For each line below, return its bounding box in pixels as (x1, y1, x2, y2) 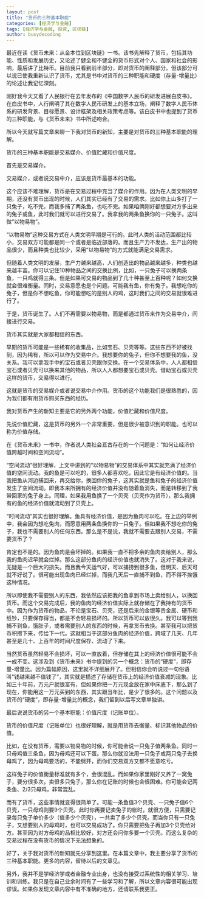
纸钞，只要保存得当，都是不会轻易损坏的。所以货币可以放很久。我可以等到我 (6, 614, 198, 622)
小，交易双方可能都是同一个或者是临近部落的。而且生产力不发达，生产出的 (6, 239, 192, 246)
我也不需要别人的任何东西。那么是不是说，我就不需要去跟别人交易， (16, 528, 187, 535)
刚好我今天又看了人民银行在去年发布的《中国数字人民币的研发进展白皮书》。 (6, 93, 195, 100)
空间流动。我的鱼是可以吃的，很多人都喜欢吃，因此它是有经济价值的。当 (16, 469, 198, 477)
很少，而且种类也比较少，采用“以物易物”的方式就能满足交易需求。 (11, 246, 176, 253)
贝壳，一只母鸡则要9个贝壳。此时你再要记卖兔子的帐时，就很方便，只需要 (6, 806, 191, 813)
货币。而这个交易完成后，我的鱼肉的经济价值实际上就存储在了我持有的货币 (6, 599, 192, 606)
